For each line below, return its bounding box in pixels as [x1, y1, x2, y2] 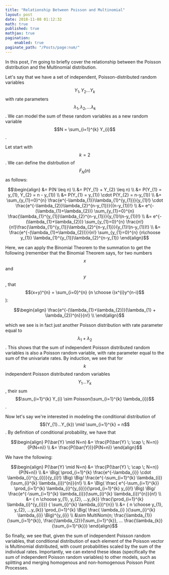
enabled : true [14, 40, 44, 45]
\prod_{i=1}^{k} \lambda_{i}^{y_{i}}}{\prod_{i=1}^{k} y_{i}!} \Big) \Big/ [14, 485, 155, 491]
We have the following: [5, 454, 53, 460]
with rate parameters [5, 96, 49, 102]
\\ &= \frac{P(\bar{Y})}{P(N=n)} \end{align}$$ [47, 444, 142, 450]
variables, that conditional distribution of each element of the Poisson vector [5, 538, 164, 544]
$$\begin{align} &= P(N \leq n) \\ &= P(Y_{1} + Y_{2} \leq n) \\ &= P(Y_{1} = [8, 187, 162, 193]
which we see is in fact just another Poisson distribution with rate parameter [5, 322, 163, 328]
